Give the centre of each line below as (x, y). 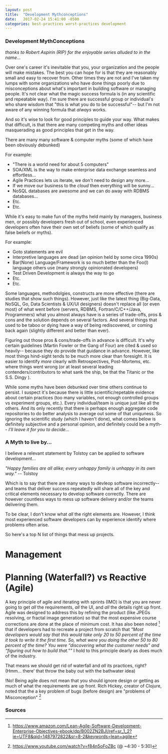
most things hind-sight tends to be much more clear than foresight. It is (78, 356)
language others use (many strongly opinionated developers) (75, 267)
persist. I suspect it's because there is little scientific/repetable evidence (80, 392)
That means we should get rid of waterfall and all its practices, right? (76, 666)
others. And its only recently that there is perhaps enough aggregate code (81, 408)
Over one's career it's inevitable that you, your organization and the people (82, 67)
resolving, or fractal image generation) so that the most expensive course (81, 618)
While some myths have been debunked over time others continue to (76, 387)
